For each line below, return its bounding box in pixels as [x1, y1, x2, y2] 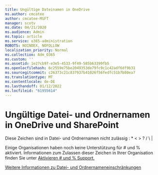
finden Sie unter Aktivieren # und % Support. [5, 155, 95, 161]
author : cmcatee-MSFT [5, 16, 49, 21]
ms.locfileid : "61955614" [5, 88, 57, 93]
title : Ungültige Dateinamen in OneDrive [5, 7, 90, 12]
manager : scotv [5, 20, 36, 26]
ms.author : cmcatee [5, 12, 45, 16]
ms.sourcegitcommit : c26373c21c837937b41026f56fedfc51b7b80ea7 [5, 70, 136, 75]
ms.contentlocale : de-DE [5, 79, 55, 84]
